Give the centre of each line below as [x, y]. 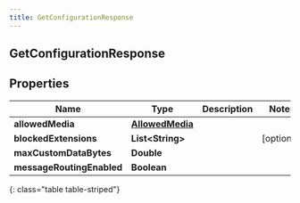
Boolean [149, 167]
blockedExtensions [55, 138]
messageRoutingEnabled [68, 167]
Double [146, 152]
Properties [39, 84]
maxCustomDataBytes [62, 152]
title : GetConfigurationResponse [71, 17]
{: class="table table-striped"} [65, 189]
